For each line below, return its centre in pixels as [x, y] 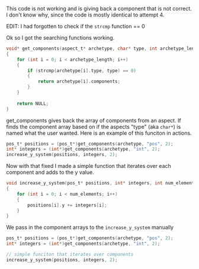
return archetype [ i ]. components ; [79, 82]
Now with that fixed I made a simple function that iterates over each [89, 166]
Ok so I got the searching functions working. [60, 38]
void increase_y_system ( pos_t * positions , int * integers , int [84, 183]
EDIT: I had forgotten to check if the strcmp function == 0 [76, 26]
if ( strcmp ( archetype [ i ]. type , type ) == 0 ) [82, 70]
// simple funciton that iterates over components [70, 254]
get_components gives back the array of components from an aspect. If [94, 120]
